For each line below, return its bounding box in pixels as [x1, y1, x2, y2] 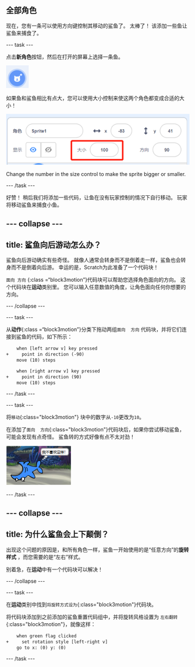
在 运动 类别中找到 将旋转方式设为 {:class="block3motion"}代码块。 [6, 601, 157, 608]
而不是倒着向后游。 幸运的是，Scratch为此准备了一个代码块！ [10, 264, 159, 271]
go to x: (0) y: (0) [16, 645, 66, 651]
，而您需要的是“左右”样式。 [17, 553, 84, 560]
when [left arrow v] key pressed [16, 345, 98, 352]
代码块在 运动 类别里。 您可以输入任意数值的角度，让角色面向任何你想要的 [10, 284, 186, 291]
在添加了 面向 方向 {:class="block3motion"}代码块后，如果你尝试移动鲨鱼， [6, 426, 185, 433]
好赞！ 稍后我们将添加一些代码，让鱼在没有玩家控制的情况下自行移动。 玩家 [6, 194, 187, 201]
